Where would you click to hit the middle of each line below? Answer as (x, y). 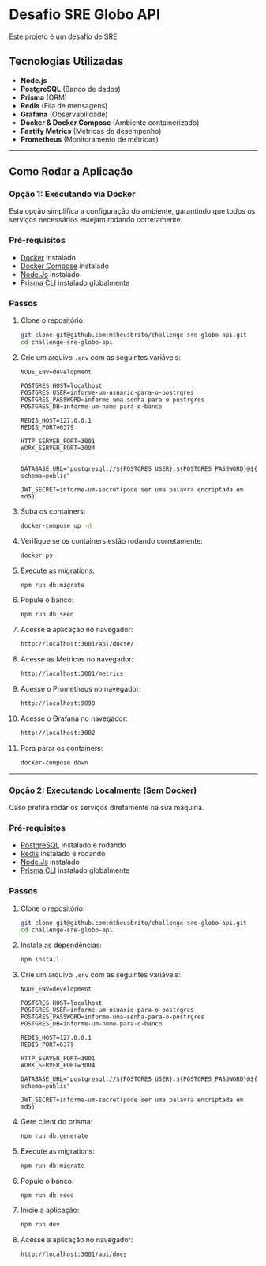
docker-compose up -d (56, 525)
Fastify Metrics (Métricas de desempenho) (91, 131)
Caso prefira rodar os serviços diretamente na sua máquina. (107, 807)
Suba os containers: (53, 511)
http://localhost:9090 (58, 703)
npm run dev (40, 1224)
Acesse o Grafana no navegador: (74, 718)
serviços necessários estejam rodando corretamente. (96, 220)
